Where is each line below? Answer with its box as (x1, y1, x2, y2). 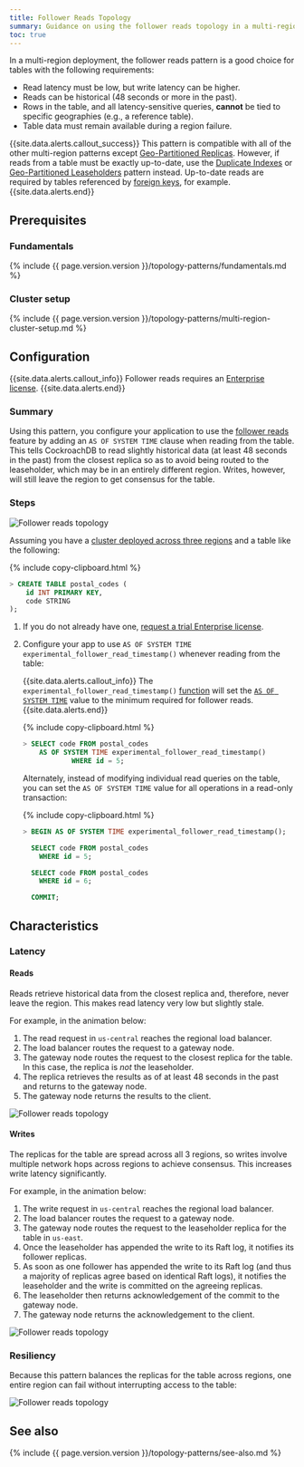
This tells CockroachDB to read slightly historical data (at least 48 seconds (9, 445, 288, 456)
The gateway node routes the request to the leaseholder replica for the (22, 1222, 287, 1233)
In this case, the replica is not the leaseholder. (22, 1061, 195, 1072)
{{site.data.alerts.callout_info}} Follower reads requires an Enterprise (9, 373, 265, 384)
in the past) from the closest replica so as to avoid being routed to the (9, 455, 270, 466)
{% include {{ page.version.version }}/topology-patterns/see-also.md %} (9, 1447, 282, 1458)
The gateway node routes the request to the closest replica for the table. (22, 1052, 293, 1063)
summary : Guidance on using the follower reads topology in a (9, 22, 249, 31)
